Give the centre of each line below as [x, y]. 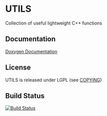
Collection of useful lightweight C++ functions [54, 23]
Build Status [25, 96]
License [18, 68]
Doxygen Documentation [31, 51]
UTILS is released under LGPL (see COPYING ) [53, 80]
